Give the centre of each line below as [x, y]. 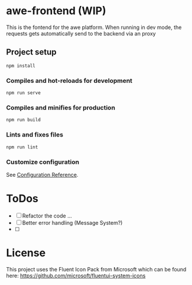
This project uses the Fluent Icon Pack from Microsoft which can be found [96, 269]
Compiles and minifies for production [61, 108]
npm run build [24, 120]
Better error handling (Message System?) [72, 222]
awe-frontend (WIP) [56, 11]
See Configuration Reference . [42, 174]
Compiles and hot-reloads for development [69, 80]
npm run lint [22, 147]
